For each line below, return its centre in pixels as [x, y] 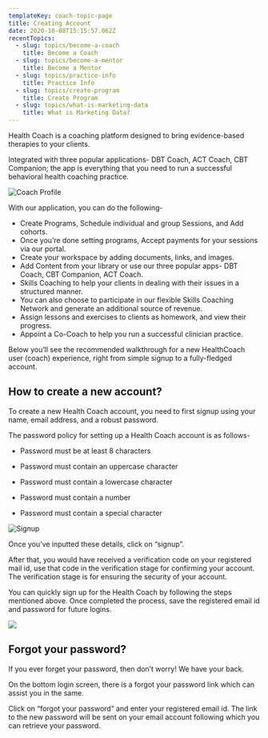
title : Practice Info [58, 83]
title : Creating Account [50, 23]
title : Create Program [60, 98]
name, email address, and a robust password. [83, 420]
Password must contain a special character [91, 513]
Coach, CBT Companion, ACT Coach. [82, 274]
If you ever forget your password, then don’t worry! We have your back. [126, 669]
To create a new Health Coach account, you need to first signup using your [132, 411]
